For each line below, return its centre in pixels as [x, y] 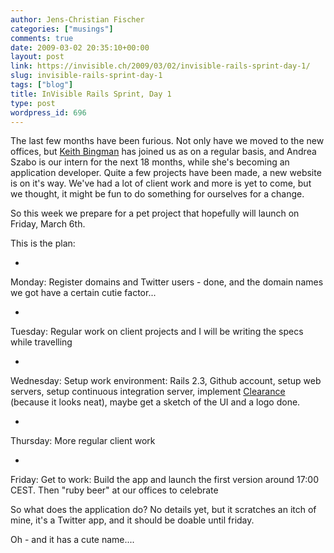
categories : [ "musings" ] [62, 29]
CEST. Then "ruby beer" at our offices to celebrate [114, 490]
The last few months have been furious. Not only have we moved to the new [167, 141]
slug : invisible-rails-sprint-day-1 [86, 76]
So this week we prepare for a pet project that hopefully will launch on [155, 213]
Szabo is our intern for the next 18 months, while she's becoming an [150, 162]
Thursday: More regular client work [83, 441]
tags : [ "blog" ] [42, 85]
